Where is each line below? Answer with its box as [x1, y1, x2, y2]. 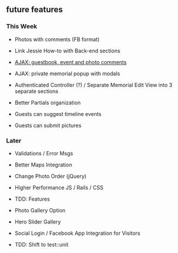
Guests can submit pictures [14, 122, 81, 129]
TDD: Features [14, 195, 50, 202]
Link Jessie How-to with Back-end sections [14, 47, 121, 54]
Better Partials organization [14, 99, 81, 106]
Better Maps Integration [14, 161, 72, 168]
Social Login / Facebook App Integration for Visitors [14, 229, 140, 237]
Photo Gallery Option [14, 207, 66, 214]
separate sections [14, 88, 59, 95]
